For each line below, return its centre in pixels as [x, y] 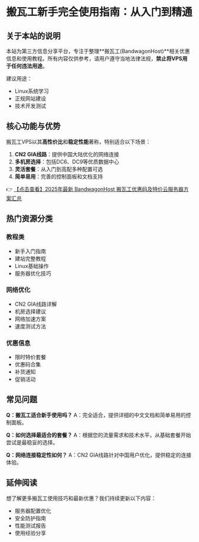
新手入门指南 [30, 251]
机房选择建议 [30, 311]
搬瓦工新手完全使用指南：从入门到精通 [99, 12]
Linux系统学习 [32, 91]
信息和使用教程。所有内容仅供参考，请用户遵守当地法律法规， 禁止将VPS [94, 59]
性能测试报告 [30, 525]
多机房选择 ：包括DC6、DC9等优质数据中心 [67, 162]
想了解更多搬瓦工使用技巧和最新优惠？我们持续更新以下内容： [81, 498]
